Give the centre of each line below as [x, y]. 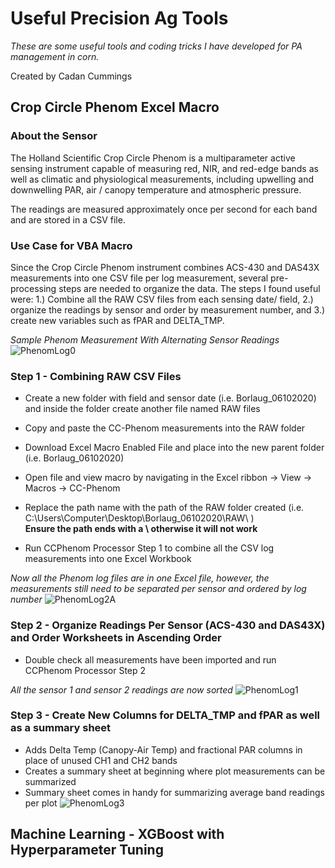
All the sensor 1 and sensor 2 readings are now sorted [121, 689]
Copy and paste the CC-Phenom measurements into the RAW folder [165, 428]
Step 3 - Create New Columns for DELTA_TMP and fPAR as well [165, 715]
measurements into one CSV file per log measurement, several [139, 278]
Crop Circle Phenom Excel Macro [115, 107]
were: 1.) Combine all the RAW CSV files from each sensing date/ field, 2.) [162, 299]
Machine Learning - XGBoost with [117, 834]
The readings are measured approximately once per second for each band [164, 209]
